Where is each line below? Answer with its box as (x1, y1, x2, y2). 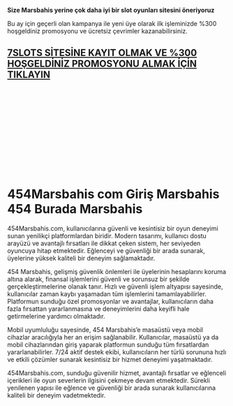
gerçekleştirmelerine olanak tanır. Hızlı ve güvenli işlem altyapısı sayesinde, (7, 282, 223, 291)
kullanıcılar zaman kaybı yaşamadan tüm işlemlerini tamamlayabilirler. (7, 289, 207, 298)
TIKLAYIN (7, 69, 51, 81)
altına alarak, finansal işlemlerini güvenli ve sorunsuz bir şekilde (7, 275, 190, 283)
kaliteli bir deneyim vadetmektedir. (7, 391, 106, 399)
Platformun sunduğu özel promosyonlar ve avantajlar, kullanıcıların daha (7, 297, 214, 305)
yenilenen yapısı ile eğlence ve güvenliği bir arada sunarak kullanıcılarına (7, 384, 216, 392)
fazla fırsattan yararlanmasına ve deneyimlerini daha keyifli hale (7, 304, 190, 313)
